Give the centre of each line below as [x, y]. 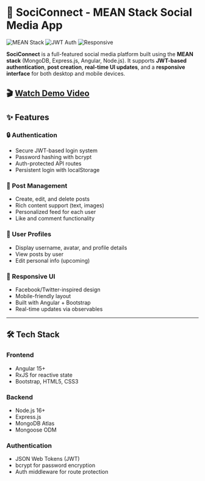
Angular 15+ [30, 368]
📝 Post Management [37, 185]
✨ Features [28, 117]
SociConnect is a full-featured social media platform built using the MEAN [100, 54]
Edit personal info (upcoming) [52, 260]
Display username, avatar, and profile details [71, 248]
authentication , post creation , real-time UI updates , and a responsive [96, 67]
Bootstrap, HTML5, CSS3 [47, 381]
